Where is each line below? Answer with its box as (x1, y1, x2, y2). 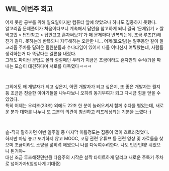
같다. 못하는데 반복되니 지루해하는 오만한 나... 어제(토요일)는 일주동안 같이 (14, 38, 158, 44)
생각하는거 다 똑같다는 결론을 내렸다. (5, 50, 76, 56)
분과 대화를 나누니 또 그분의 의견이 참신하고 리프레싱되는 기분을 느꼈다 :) (10, 109, 152, 115)
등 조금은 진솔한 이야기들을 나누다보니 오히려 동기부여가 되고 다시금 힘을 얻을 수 (5, 90, 161, 96)
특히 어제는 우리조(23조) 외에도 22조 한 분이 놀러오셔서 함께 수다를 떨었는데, (5, 102, 155, 108)
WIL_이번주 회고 (5, 5, 53, 14)
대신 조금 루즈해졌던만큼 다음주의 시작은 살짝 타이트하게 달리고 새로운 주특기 (5, 154, 154, 160)
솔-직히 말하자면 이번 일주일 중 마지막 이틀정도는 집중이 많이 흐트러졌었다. (5, 129, 150, 135)
